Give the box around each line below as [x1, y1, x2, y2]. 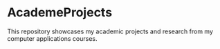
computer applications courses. [7, 34, 98, 42]
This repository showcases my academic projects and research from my [7, 27, 213, 35]
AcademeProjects [7, 5, 113, 20]
